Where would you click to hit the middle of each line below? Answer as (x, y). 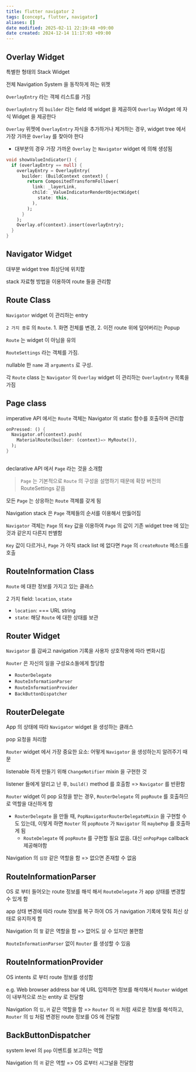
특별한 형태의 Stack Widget (38, 71)
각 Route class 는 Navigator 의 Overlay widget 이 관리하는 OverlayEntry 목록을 (98, 377)
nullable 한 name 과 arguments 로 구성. (49, 365)
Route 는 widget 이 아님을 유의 (41, 340)
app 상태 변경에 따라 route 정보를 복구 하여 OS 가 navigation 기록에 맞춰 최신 (94, 911)
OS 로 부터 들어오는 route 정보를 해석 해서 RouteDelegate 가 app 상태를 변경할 (96, 891)
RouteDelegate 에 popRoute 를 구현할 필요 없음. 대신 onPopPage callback (106, 838)
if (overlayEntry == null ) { (47, 165)
